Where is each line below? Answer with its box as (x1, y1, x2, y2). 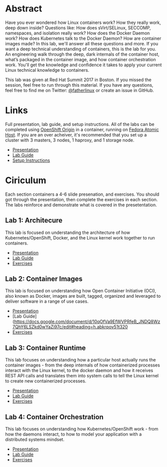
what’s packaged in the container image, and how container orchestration (5, 56, 156, 62)
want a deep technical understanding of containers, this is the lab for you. (5, 46, 157, 52)
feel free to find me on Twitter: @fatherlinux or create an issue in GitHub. (5, 87, 154, 93)
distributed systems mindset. (5, 437, 65, 443)
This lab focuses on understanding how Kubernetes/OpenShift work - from (5, 426, 159, 432)
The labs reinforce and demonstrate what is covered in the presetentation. (5, 202, 158, 208)
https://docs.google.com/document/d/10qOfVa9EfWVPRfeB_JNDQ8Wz (14, 319, 161, 325)
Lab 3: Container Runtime (5, 344, 86, 352)
